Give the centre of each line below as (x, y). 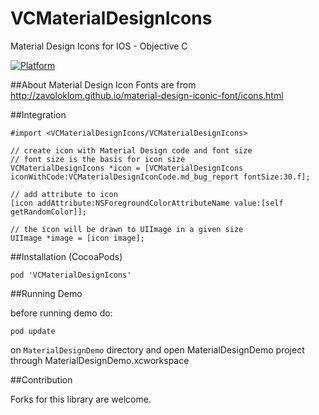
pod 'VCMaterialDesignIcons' (71, 275)
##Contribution (41, 379)
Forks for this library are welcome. (81, 399)
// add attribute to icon (64, 194)
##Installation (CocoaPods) (66, 256)
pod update (33, 331)
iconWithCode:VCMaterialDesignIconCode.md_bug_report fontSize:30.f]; (160, 177)
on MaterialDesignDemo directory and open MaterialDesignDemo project (157, 349)
